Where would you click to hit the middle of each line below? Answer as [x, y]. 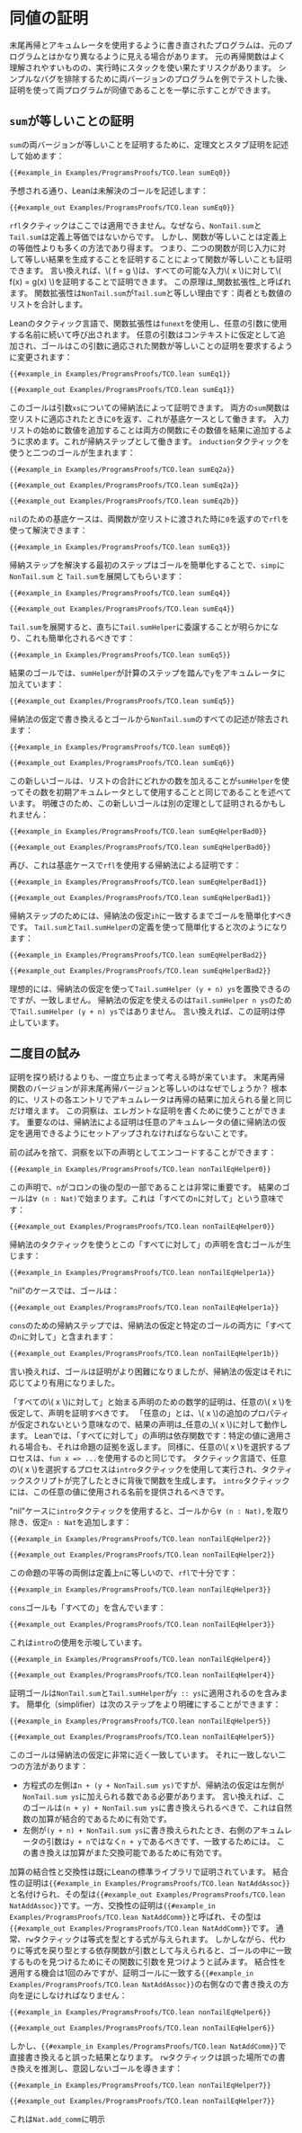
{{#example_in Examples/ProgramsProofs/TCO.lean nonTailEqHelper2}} [140, 1539]
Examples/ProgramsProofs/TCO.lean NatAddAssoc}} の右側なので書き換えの [145, 1984]
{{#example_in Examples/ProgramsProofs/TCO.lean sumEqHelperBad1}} [138, 882]
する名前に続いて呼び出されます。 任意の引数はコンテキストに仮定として [144, 335]
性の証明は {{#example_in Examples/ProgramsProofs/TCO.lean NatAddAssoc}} [150, 1883]
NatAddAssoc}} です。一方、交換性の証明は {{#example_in [112, 1905]
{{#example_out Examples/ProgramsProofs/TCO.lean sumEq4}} [122, 609]
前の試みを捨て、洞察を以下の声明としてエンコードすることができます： [143, 1152]
